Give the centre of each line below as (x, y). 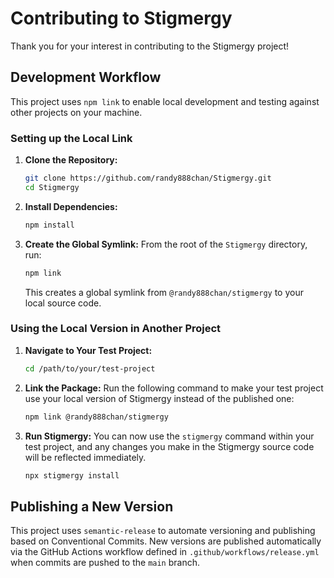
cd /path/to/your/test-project (90, 368)
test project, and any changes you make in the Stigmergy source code (169, 446)
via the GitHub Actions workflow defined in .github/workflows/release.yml (165, 552)
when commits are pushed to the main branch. (105, 563)
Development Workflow (86, 77)
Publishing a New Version (92, 506)
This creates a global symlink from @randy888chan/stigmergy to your (164, 292)
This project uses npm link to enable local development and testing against (165, 101)
